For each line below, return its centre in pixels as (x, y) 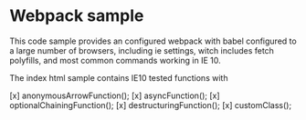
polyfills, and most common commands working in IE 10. (115, 60)
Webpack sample (77, 16)
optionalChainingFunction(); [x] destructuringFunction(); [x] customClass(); (151, 105)
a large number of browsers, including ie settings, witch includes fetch (142, 50)
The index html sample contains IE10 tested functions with (119, 77)
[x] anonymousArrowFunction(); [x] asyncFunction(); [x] (115, 95)
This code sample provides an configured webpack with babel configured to (153, 41)
